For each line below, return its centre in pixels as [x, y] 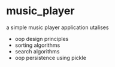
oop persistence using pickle [51, 58]
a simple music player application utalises [57, 27]
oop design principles [42, 39]
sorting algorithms [37, 45]
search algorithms [37, 51]
